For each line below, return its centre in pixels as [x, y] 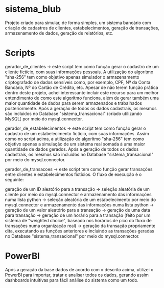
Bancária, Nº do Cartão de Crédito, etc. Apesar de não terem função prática [82, 87]
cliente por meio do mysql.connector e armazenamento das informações [78, 194]
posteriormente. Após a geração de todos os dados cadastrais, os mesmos [81, 108]
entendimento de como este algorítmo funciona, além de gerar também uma [82, 98]
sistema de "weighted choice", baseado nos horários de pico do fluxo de [78, 220]
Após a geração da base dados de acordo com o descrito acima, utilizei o [79, 269]
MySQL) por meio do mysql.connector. [44, 118]
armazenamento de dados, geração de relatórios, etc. [59, 33]
